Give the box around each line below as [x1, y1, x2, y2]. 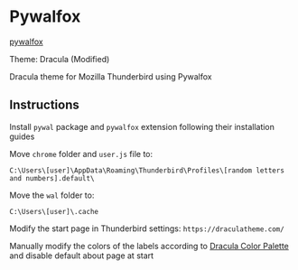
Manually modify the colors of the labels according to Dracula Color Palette [9, 240, 289, 251]
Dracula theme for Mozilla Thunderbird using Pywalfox [9, 70, 212, 82]
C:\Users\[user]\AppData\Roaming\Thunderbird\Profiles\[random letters [9, 165, 284, 175]
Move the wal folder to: [9, 190, 95, 200]
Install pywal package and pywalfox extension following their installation [9, 121, 275, 132]
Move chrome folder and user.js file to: [9, 148, 154, 159]
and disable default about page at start [9, 250, 154, 261]
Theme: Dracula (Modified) [9, 53, 110, 64]
